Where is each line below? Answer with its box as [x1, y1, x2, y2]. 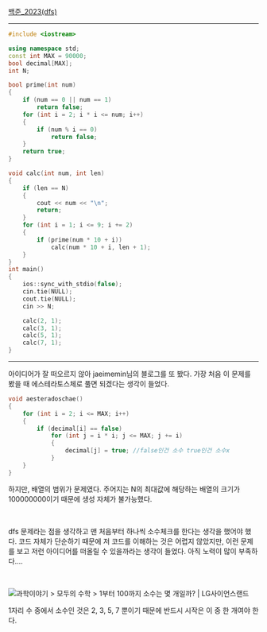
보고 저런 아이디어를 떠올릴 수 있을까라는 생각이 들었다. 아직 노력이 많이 [16, 546, 237, 556]
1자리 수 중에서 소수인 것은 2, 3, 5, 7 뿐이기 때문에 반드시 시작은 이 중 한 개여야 [8, 605, 251, 615]
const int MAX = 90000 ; [8, 52, 87, 60]
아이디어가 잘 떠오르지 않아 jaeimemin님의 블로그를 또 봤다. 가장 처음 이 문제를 [8, 369, 252, 378]
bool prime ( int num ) [8, 81, 77, 89]
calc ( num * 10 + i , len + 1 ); [50, 243, 151, 251]
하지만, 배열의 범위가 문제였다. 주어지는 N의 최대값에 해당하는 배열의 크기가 [8, 484, 241, 494]
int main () [8, 266, 44, 273]
